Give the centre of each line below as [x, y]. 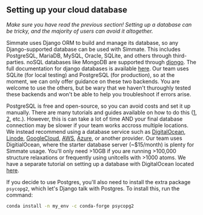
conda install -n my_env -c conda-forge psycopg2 [70, 206]
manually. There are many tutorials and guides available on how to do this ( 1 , [101, 112]
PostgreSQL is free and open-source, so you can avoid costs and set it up [98, 106]
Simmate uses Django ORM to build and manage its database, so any [92, 42]
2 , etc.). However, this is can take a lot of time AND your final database [95, 119]
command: [20, 195]
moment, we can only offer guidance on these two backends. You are [93, 81]
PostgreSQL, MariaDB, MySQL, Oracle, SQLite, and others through [89, 55]
